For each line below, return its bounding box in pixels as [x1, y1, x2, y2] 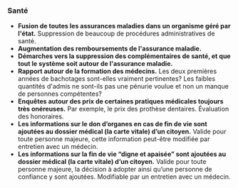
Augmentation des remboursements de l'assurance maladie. [17, 45, 202, 53]
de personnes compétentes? [17, 89, 102, 98]
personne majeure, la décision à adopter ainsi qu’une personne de [17, 165, 212, 174]
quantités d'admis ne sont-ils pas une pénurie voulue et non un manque [17, 82, 229, 91]
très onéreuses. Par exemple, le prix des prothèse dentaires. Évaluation [17, 105, 229, 114]
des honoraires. [17, 112, 64, 121]
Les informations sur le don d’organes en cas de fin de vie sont [17, 120, 208, 128]
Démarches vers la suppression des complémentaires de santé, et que [17, 52, 231, 60]
